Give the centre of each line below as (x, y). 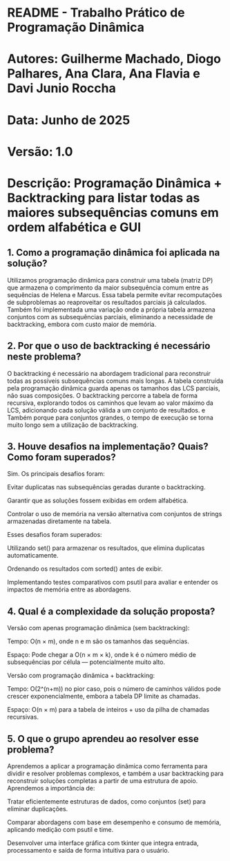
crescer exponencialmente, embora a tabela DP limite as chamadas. (104, 697)
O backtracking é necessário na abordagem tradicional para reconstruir (109, 373)
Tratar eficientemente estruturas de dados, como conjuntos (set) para (106, 802)
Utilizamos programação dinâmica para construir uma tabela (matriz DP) (110, 280)
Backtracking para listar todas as (104, 198)
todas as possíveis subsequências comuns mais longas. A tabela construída (115, 381)
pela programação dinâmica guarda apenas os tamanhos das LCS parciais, (114, 388)
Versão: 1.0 (40, 152)
